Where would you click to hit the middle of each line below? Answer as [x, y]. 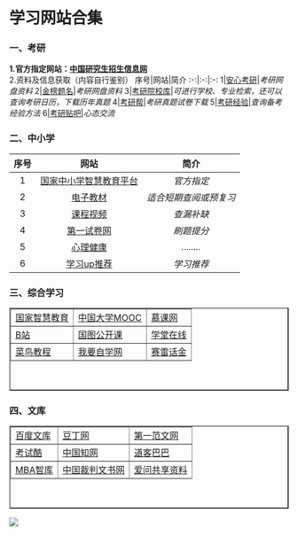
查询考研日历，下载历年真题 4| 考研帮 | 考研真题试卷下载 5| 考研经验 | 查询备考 [145, 102]
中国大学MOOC [110, 318]
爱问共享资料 [161, 470]
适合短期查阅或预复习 [192, 198]
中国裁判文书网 [93, 470]
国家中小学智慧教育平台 [90, 181]
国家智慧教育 [42, 318]
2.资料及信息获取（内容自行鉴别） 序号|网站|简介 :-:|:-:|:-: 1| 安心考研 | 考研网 [146, 80]
